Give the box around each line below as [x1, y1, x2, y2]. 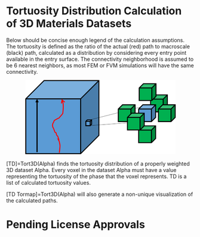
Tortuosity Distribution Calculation [6, 4, 182, 18]
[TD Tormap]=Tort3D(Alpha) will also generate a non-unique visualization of [6, 191, 193, 198]
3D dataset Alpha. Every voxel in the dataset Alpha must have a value [6, 166, 177, 173]
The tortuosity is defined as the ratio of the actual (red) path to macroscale [6, 43, 190, 50]
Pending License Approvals [6, 218, 145, 232]
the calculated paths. [6, 197, 58, 204]
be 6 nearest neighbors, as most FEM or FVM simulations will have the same [6, 61, 194, 69]
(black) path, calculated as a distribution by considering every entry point [6, 49, 187, 56]
